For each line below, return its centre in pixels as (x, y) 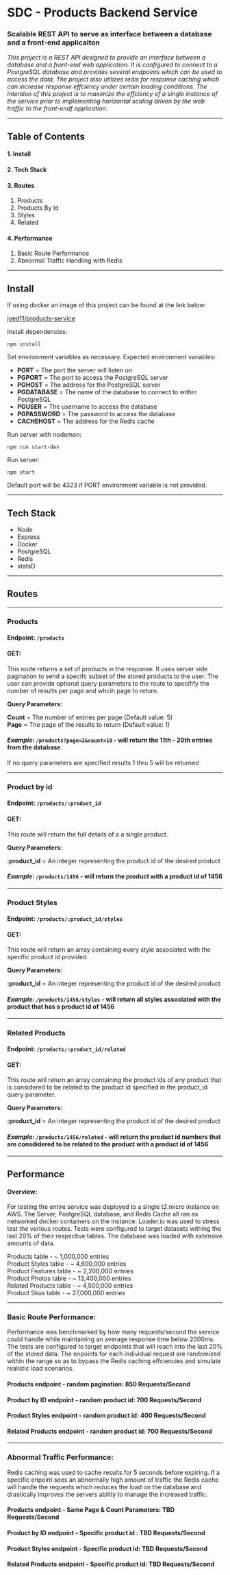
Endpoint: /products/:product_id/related (66, 1049)
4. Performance (30, 238)
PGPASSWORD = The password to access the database (96, 414)
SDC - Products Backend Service (103, 13)
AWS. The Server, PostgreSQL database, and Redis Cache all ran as (103, 1214)
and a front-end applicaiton (54, 43)
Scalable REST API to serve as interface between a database (110, 34)
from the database (34, 747)
